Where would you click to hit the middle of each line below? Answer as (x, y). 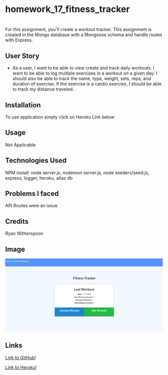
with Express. (19, 40)
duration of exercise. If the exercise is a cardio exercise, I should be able (87, 84)
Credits (17, 221)
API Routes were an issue (31, 206)
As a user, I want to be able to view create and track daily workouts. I (83, 68)
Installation (23, 105)
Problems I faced (32, 194)
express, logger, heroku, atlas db (39, 178)
